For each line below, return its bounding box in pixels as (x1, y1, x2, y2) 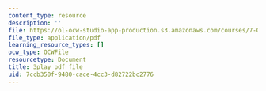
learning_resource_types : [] (8, 41, 104, 49)
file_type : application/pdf (8, 33, 101, 42)
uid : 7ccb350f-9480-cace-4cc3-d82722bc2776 (8, 70, 154, 78)
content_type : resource (8, 11, 87, 20)
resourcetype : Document (8, 56, 87, 64)
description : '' (8, 19, 62, 27)
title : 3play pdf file (8, 63, 83, 71)
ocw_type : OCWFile (8, 48, 69, 56)
